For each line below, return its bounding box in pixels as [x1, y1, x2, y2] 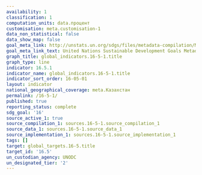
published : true [6, 98, 47, 104]
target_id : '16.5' [6, 149, 52, 155]
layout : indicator [6, 82, 52, 88]
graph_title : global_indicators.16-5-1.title [6, 54, 122, 60]
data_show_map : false [6, 37, 61, 43]
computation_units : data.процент [6, 20, 90, 26]
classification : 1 [6, 14, 52, 20]
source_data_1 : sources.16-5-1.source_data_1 [6, 126, 122, 132]
